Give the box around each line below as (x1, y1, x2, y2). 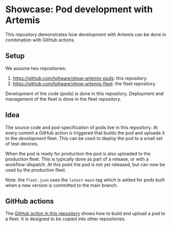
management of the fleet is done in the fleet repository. (5, 96, 121, 102)
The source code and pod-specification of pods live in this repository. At (5, 124, 158, 130)
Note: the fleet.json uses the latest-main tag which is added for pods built (5, 176, 165, 183)
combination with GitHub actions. (5, 37, 76, 43)
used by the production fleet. (5, 167, 66, 173)
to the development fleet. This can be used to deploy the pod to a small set (5, 135, 163, 141)
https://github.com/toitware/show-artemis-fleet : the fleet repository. (12, 80, 157, 86)
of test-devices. (5, 141, 39, 147)
